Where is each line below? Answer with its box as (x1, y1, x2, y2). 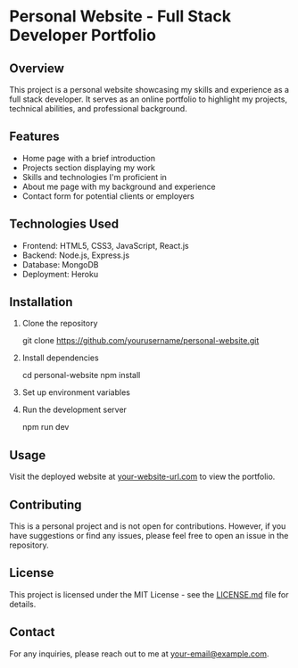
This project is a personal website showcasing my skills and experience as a (9, 85, 290, 95)
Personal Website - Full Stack (9, 6, 232, 27)
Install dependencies (21, 352, 100, 363)
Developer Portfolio (9, 25, 156, 45)
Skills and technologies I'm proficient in (21, 171, 168, 182)
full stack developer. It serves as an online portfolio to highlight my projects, (9, 94, 288, 104)
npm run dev (21, 422, 70, 433)
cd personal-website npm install (21, 370, 141, 381)
